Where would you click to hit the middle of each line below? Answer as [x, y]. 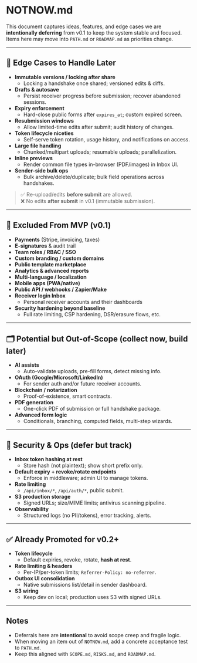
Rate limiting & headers [43, 566]
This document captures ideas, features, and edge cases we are [84, 26]
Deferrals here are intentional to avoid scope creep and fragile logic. [98, 635]
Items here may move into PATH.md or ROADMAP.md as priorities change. [90, 39]
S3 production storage [43, 497]
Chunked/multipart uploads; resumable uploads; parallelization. [100, 152]
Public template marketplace [50, 264]
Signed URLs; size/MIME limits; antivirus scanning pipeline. [95, 503]
